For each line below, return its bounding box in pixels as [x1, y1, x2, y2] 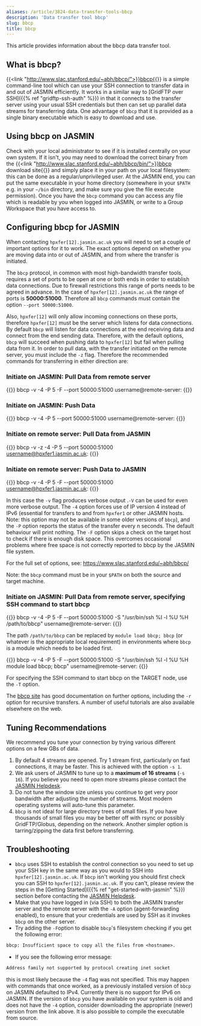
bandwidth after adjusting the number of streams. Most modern [14, 795, 173, 802]
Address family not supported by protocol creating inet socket [6, 965, 170, 971]
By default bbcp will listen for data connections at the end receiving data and [6, 326, 195, 333]
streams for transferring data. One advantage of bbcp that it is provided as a [6, 108, 193, 115]
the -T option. [6, 681, 40, 688]
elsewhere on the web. [6, 705, 63, 712]
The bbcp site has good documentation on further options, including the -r [6, 693, 191, 700]
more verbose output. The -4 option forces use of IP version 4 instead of [6, 503, 186, 510]
